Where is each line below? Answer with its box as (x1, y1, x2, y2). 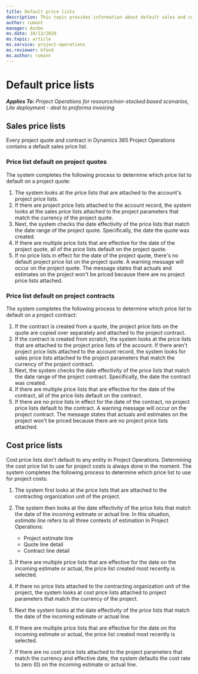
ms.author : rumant (6, 53, 51, 59)
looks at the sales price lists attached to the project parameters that (14, 208, 179, 215)
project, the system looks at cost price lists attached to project (14, 589, 167, 596)
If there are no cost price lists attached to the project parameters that (14, 648, 183, 655)
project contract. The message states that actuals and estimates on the (14, 410, 188, 417)
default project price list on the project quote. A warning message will (14, 258, 184, 265)
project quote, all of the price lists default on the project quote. (14, 245, 167, 252)
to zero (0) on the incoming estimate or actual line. (14, 660, 137, 668)
